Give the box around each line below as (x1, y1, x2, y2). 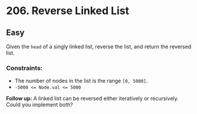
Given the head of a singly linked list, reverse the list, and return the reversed (6, 43, 192, 50)
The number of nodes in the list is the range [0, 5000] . (14, 78, 148, 85)
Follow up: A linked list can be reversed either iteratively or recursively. (6, 95, 179, 102)
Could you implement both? (6, 101, 73, 108)
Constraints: (6, 63, 43, 72)
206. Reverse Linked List (6, 4, 130, 18)
